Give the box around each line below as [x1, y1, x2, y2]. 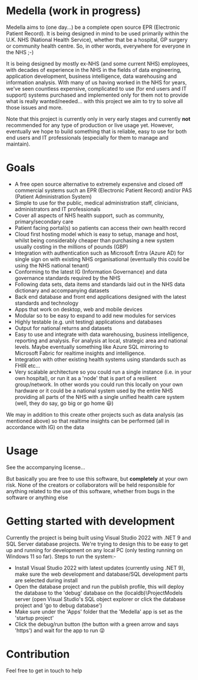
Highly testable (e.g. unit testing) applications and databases [14, 318, 163, 325]
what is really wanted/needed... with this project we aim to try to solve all [6, 97, 183, 104]
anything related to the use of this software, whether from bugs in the [6, 487, 175, 494]
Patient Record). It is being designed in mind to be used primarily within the [6, 29, 189, 37]
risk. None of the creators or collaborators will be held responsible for [6, 481, 176, 488]
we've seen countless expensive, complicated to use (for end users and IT [6, 85, 187, 92]
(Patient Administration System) [14, 193, 93, 200]
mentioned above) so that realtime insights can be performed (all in [6, 417, 170, 424]
